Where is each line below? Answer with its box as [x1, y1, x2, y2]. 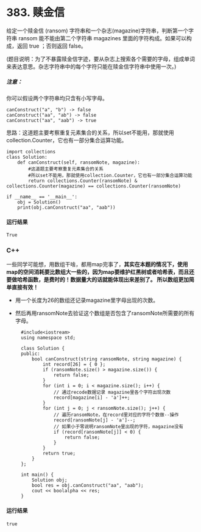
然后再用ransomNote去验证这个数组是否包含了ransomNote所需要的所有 [15, 310, 195, 317]
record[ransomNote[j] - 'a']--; [54, 417, 136, 423]
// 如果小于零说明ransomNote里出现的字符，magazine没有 [54, 424, 184, 430]
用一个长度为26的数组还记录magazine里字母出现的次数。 [15, 297, 159, 304]
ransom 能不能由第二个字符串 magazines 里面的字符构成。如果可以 [18, 34, 187, 42]
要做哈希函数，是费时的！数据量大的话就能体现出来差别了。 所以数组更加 [6, 276, 189, 283]
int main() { [21, 472, 54, 478]
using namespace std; [21, 335, 76, 341]
